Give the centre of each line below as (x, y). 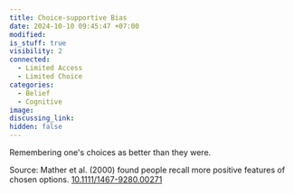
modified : (28, 34)
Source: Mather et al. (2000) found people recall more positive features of (147, 170)
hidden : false (36, 127)
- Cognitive (40, 102)
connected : (30, 60)
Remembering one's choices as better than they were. (110, 152)
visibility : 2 (36, 51)
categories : (32, 85)
